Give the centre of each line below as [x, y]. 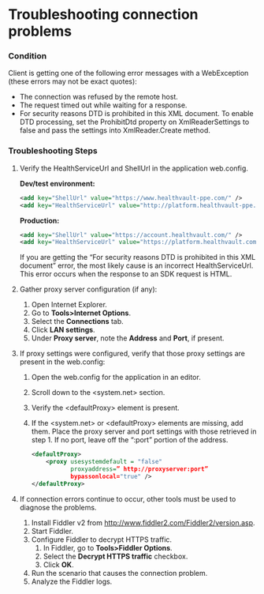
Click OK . [58, 564]
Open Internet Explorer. [69, 305]
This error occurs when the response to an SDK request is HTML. [126, 274]
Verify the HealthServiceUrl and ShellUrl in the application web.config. [134, 168]
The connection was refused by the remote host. [99, 97]
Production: [39, 220]
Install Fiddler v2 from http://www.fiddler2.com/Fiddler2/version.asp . [143, 522]
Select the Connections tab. [77, 321]
